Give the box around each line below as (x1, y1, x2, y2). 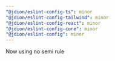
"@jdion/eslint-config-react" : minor (5, 20, 101, 26)
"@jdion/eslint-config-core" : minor (5, 25, 98, 32)
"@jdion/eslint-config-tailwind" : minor (5, 14, 110, 21)
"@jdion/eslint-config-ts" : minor (5, 8, 93, 15)
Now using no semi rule (5, 48, 65, 55)
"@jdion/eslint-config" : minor (5, 31, 85, 37)
